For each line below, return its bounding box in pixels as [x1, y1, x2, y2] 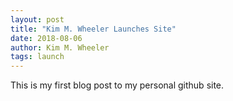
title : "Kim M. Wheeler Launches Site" [10, 24, 177, 34]
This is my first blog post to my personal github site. [10, 79, 225, 91]
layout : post [10, 14, 65, 25]
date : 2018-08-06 [10, 33, 83, 43]
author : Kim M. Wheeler [10, 42, 110, 53]
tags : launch [10, 52, 65, 62]
